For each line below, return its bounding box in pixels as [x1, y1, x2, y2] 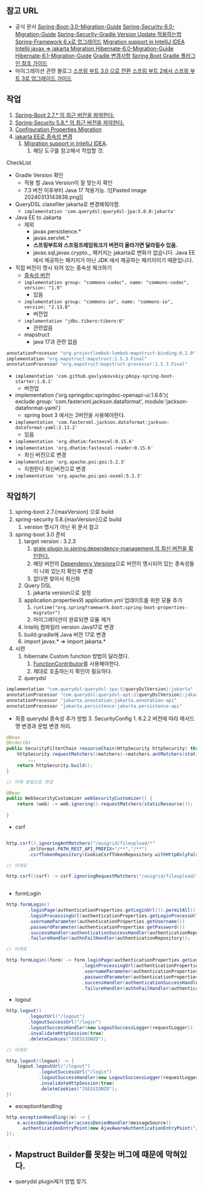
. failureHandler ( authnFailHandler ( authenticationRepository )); [28, 935, 190, 941]
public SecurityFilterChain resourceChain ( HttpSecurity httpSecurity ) [6, 745, 188, 751]
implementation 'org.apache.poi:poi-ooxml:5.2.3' [14, 473, 143, 479]
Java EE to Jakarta [14, 213, 62, 221]
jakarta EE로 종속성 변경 [14, 132, 72, 140]
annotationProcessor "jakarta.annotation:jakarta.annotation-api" [6, 697, 177, 703]
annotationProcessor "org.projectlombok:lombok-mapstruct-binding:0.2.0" [6, 350, 196, 356]
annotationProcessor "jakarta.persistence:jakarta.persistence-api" [6, 703, 182, 709]
